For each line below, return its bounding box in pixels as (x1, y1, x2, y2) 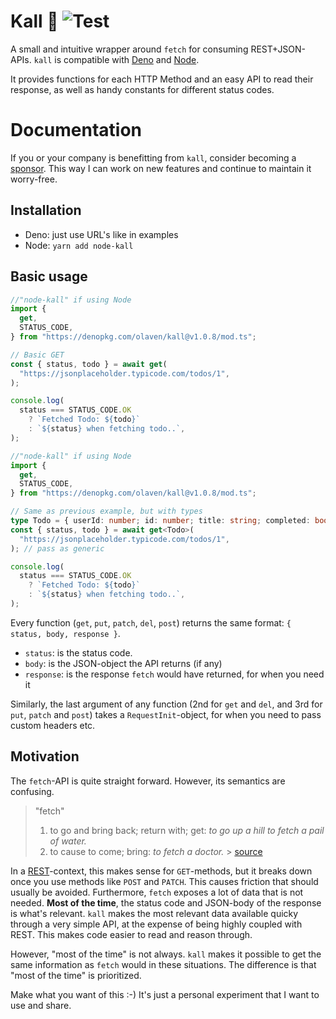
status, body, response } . (10, 627, 121, 639)
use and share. (10, 999, 72, 1011)
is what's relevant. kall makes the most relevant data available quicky (10, 907, 299, 919)
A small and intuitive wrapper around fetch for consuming (10, 43, 249, 55)
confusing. (10, 785, 55, 797)
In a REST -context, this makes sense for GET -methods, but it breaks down (10, 865, 313, 877)
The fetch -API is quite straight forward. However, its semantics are (10, 775, 286, 787)
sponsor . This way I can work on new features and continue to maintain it (10, 162, 312, 174)
